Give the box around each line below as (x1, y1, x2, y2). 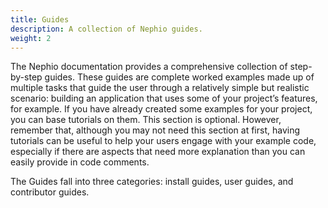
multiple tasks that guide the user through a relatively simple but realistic (10, 82, 310, 94)
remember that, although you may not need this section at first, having (10, 124, 301, 136)
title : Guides (10, 14, 70, 25)
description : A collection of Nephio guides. (10, 24, 203, 34)
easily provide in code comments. (10, 156, 150, 168)
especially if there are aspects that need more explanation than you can (10, 146, 306, 158)
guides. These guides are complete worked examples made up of (44, 71, 315, 83)
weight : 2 (10, 33, 52, 43)
